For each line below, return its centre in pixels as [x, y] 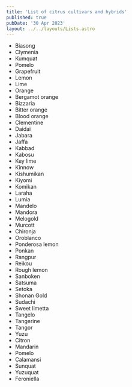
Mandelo [26, 206]
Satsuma [26, 283]
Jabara [24, 136]
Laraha [23, 193]
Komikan [26, 187]
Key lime [25, 161]
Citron [22, 341]
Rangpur [25, 257]
